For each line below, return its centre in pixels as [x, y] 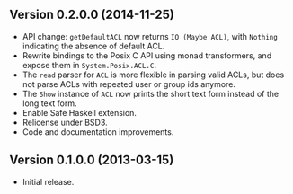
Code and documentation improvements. [98, 132]
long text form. [50, 103]
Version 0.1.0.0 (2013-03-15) [92, 160]
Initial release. [48, 181]
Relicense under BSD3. [65, 122]
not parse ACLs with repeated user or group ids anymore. [129, 84]
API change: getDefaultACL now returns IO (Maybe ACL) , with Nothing [150, 36]
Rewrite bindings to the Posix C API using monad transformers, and [147, 55]
